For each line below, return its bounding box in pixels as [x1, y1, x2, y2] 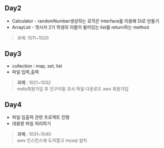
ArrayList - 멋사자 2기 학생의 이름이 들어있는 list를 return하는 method [11, 24, 149, 30]
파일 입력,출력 [11, 68, 39, 74]
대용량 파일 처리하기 [11, 120, 51, 126]
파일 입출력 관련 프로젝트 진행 [11, 114, 69, 120]
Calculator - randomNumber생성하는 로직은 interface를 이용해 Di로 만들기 [11, 17, 159, 24]
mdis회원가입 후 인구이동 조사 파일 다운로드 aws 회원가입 [16, 85, 129, 91]
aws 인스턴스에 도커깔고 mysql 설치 [16, 137, 87, 143]
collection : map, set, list [11, 62, 62, 69]
